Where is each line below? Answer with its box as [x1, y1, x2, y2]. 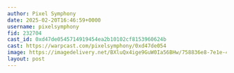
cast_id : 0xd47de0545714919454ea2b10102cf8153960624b [7, 36, 167, 43]
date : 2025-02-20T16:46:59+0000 [7, 17, 101, 24]
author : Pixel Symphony [7, 10, 77, 17]
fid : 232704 [7, 29, 42, 37]
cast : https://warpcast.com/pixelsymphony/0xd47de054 [7, 42, 167, 49]
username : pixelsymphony [7, 23, 79, 30]
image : [7, 49, 26, 56]
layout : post [7, 56, 45, 63]
